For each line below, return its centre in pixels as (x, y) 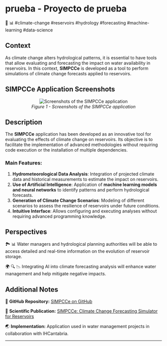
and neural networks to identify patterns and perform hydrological (81, 189)
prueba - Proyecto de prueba (66, 9)
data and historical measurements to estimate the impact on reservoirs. (85, 179)
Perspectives (26, 232)
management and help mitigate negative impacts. (56, 274)
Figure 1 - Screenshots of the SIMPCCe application (83, 106)
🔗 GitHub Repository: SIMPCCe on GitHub (49, 302)
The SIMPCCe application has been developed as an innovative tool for (78, 134)
